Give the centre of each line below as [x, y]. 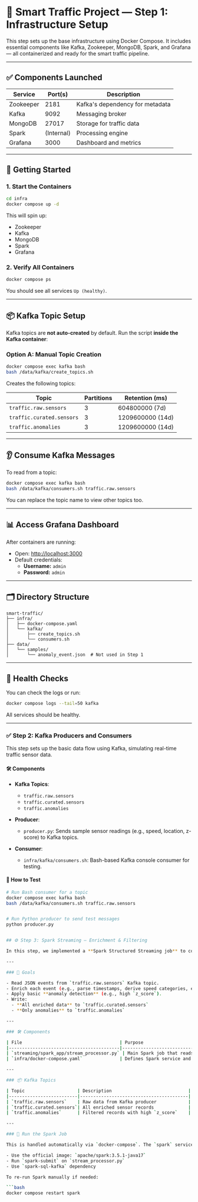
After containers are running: [41, 542]
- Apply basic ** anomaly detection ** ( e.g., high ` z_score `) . [84, 994]
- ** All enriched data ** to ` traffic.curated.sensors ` [80, 1005]
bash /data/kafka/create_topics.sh [50, 372]
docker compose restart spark [43, 1193]
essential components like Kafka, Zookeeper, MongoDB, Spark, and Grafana [98, 47]
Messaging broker [101, 113]
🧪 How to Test [24, 880]
